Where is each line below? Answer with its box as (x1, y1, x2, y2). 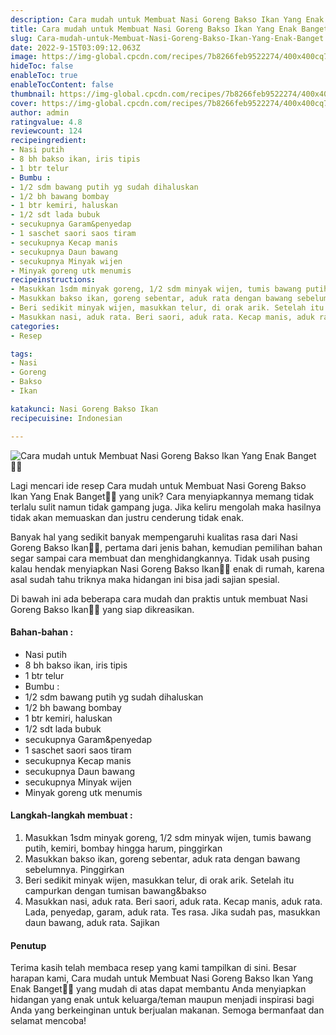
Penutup (10, 939, 47, 951)
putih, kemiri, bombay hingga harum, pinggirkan (24, 842, 223, 854)
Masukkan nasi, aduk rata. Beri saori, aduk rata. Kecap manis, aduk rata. (24, 895, 323, 907)
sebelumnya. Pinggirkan (24, 863, 125, 875)
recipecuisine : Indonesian (10, 413, 123, 423)
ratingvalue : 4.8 (10, 117, 83, 127)
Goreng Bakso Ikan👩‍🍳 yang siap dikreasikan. (10, 603, 195, 615)
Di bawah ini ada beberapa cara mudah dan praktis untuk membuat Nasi (10, 592, 308, 605)
